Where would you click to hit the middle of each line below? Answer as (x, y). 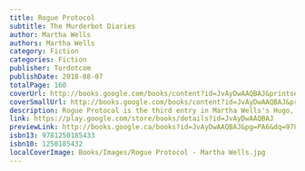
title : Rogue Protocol (52, 18)
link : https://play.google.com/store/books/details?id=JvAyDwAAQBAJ (142, 119)
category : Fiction (44, 52)
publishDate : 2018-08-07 (56, 77)
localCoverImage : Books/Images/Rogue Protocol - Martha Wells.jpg (138, 152)
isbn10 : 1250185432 (46, 144)
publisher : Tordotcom (50, 69)
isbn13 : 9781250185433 (52, 136)
